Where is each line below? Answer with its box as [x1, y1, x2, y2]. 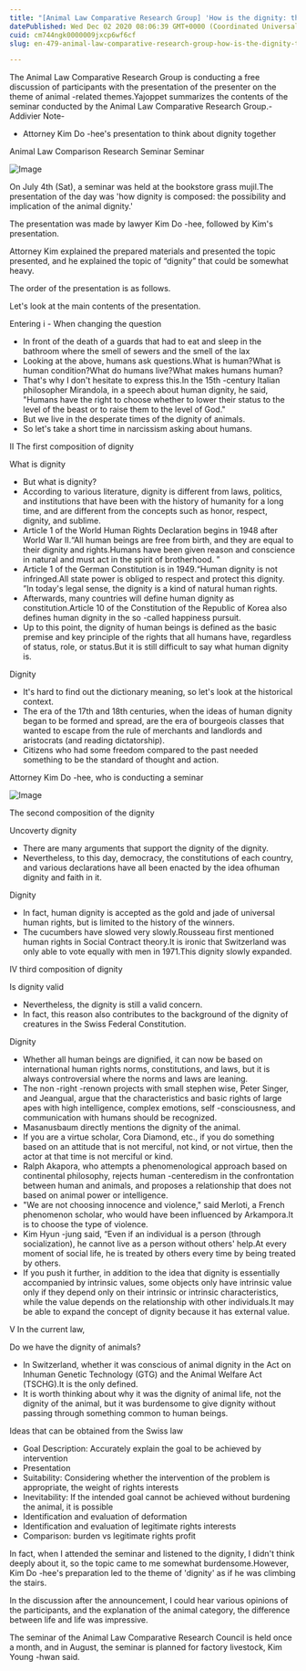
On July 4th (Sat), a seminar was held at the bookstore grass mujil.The [9, 182, 274, 193]
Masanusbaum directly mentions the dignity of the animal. [22, 1122, 241, 1133]
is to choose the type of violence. [22, 1219, 148, 1230]
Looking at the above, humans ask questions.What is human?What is [22, 355, 281, 366]
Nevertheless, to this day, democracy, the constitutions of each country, [22, 853, 294, 864]
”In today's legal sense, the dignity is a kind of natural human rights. [22, 583, 278, 594]
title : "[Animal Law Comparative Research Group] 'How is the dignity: [9, 13, 287, 23]
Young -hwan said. [9, 1652, 80, 1663]
